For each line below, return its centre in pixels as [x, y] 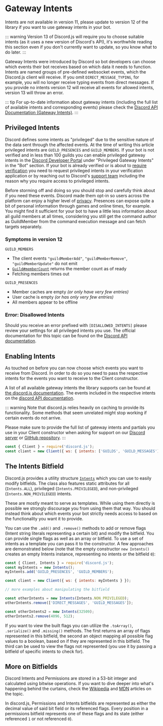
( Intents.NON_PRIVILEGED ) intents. [39, 494]
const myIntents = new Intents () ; [40, 567]
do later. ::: [16, 52]
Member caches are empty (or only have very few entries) [70, 292]
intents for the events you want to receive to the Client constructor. [72, 379]
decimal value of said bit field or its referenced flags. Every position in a [77, 708]
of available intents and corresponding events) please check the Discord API [81, 107]
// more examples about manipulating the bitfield [57, 590]
